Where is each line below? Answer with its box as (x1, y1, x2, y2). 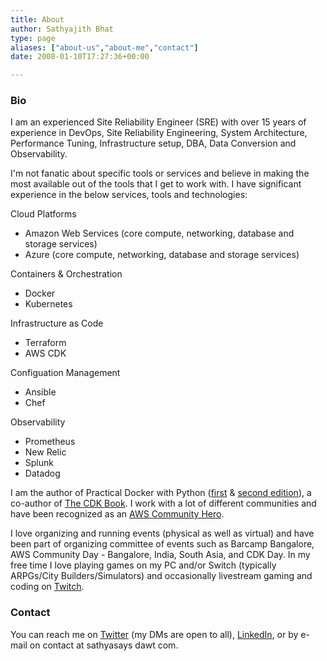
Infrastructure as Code (10, 317, 104, 330)
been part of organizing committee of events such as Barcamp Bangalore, (10, 538, 315, 550)
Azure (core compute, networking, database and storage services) (24, 249, 300, 261)
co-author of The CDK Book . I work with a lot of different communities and (10, 497, 317, 510)
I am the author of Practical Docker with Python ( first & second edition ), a (10, 487, 312, 499)
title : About (10, 14, 65, 25)
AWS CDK (24, 347, 67, 360)
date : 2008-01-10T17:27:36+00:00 (10, 52, 150, 62)
